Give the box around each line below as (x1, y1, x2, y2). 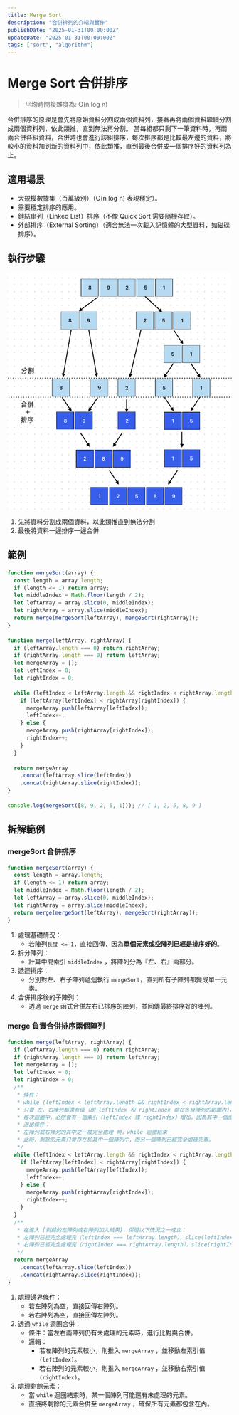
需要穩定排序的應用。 (17, 203, 80, 211)
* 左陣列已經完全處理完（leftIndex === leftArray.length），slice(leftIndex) (16, 1233, 236, 1241)
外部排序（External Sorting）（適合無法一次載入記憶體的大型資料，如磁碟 (17, 221, 230, 229)
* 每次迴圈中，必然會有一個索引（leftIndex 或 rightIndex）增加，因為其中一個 (16, 1114, 228, 1121)
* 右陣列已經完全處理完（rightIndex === (16, 1241, 127, 1248)
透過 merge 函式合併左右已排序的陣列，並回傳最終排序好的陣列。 (28, 1001, 217, 1010)
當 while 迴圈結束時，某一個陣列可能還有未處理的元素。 (28, 1390, 192, 1399)
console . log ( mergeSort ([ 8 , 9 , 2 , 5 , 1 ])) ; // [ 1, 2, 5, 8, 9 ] (7, 801, 202, 809)
